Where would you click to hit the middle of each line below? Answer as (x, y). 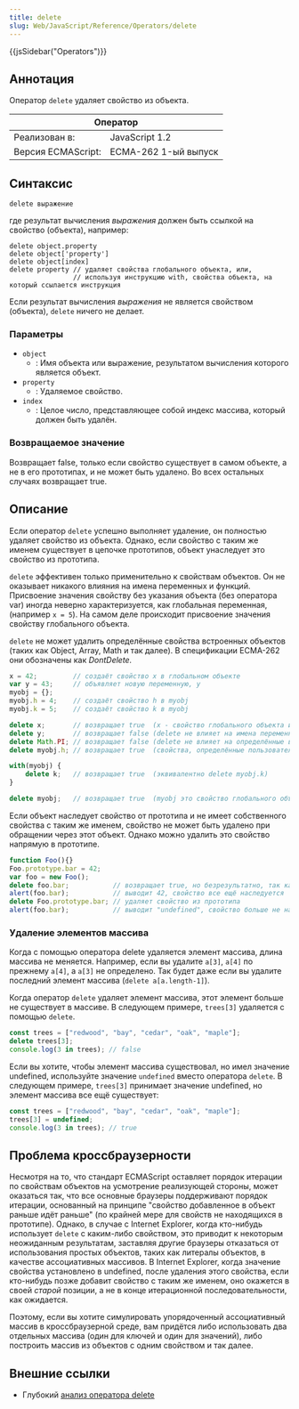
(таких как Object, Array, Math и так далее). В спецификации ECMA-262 (145, 650)
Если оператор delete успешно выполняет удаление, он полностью (138, 530)
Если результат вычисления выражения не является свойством (131, 302)
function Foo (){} (41, 860)
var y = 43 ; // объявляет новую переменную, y (105, 684)
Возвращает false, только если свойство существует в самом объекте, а (148, 462)
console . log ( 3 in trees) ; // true (73, 1128)
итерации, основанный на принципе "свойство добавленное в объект (142, 1205)
